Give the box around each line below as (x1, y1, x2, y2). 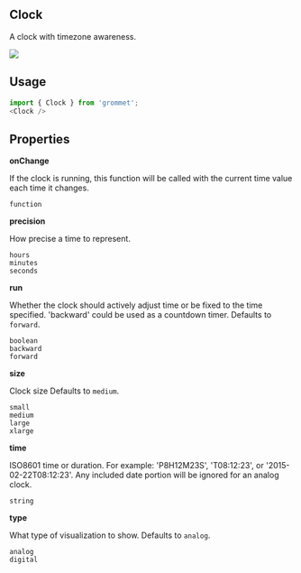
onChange (9, 155, 50, 166)
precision (9, 216, 46, 226)
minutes (9, 259, 39, 268)
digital (9, 555, 39, 565)
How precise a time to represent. (9, 234, 131, 245)
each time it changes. (9, 182, 90, 193)
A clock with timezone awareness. (9, 31, 137, 42)
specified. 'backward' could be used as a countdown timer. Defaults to (9, 310, 272, 320)
